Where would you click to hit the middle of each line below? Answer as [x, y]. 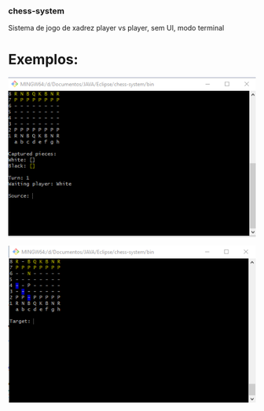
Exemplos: [43, 60]
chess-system [37, 11]
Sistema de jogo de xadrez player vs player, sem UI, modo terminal [116, 28]
